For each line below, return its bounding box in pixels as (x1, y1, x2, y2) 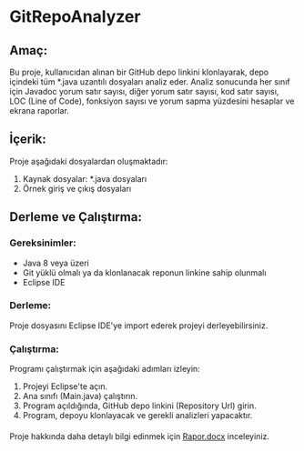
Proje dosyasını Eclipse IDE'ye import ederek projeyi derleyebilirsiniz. (9, 320, 269, 331)
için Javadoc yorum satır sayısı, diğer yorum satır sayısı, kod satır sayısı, (9, 86, 279, 96)
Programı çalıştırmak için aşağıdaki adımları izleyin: (9, 364, 200, 375)
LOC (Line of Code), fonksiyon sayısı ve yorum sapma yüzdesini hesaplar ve (9, 95, 295, 106)
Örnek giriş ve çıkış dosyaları (22, 183, 132, 194)
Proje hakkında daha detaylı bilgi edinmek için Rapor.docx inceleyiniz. (9, 430, 270, 442)
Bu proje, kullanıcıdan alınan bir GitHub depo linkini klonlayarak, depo (9, 66, 269, 77)
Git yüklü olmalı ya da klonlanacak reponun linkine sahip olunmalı (22, 266, 267, 278)
